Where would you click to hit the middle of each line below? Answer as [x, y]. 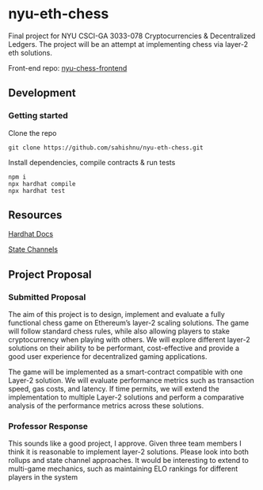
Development [42, 93]
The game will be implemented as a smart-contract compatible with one [126, 372]
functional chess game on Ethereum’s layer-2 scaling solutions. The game [129, 323]
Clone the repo [32, 133]
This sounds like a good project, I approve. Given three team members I [125, 444]
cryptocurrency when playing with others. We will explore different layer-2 [130, 340]
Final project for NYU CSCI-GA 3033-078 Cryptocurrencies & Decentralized [132, 36]
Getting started [38, 116]
